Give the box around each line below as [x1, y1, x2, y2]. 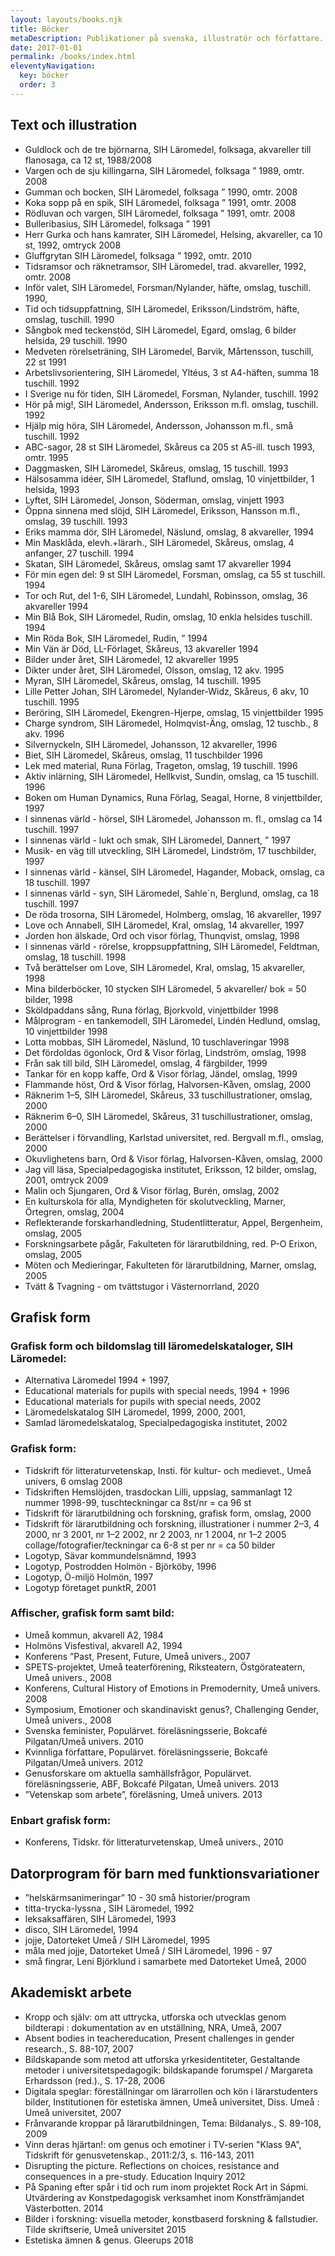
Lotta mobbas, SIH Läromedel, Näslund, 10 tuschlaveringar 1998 [24, 1036, 290, 1048]
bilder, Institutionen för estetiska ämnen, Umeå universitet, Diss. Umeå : [24, 2096, 320, 2108]
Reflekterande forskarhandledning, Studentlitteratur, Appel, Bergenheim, [24, 1216, 323, 1228]
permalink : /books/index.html [10, 52, 137, 62]
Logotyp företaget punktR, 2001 [24, 1581, 157, 1593]
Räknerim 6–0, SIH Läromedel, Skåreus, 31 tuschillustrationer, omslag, [24, 1110, 313, 1122]
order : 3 [19, 80, 56, 90]
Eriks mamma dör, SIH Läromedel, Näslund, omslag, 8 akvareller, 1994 [24, 526, 315, 538]
